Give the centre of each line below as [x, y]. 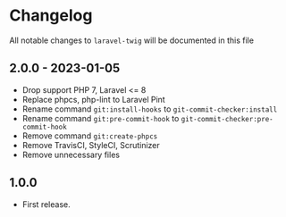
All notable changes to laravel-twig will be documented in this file [132, 40]
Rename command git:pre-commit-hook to [101, 118]
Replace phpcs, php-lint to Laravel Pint [93, 99]
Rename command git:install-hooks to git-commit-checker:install [150, 109]
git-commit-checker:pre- [227, 119]
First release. [46, 204]
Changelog [51, 16]
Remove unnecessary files [71, 154]
